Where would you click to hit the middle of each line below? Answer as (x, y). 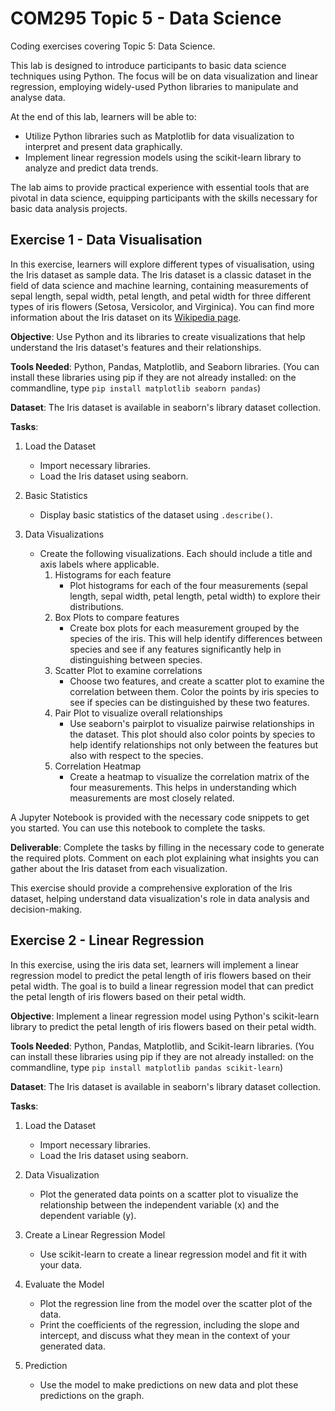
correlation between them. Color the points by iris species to (194, 691)
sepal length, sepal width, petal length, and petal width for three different (161, 296)
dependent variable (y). (88, 1215)
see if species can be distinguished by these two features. (189, 702)
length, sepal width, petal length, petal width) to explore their (195, 596)
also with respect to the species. (136, 755)
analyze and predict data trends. (91, 168)
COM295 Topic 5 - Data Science (146, 18)
